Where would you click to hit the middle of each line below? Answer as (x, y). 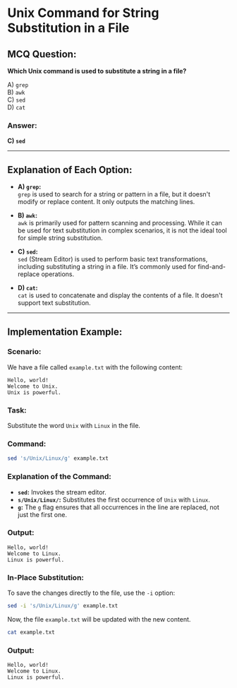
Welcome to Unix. (33, 386)
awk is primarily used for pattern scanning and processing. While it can (120, 223)
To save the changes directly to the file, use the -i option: (91, 593)
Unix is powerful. (34, 392)
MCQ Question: (42, 54)
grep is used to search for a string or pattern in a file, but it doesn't (114, 194)
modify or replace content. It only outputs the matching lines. (106, 202)
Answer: (22, 125)
